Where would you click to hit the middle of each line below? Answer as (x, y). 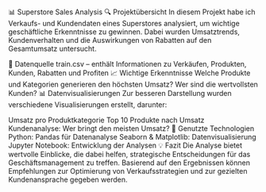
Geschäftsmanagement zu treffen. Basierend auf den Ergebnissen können (129, 163)
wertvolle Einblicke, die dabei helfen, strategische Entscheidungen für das (129, 154)
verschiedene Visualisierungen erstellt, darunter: (88, 105)
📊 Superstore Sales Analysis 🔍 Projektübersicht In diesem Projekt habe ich (132, 12)
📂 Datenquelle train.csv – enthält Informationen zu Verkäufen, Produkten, (127, 64)
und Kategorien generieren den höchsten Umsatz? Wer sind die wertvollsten (133, 84)
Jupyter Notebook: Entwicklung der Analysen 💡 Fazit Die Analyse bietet (125, 145)
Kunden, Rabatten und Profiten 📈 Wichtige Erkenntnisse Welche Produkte (129, 73)
